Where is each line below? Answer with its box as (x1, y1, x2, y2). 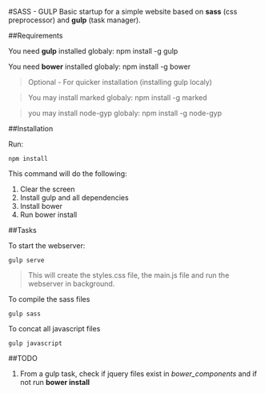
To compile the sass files (8, 295, 90, 303)
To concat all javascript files (8, 324, 101, 333)
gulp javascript (8, 339, 62, 347)
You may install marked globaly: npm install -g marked (27, 93, 207, 102)
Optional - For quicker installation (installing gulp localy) (27, 78, 212, 86)
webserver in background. (27, 279, 115, 288)
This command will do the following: (8, 169, 127, 178)
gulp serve (8, 256, 45, 264)
